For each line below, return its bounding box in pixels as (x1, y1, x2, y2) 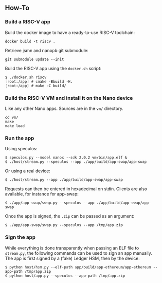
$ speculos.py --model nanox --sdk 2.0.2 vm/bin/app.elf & (5, 155, 127, 160)
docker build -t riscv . (5, 39, 55, 44)
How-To (5, 4, 30, 12)
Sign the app (5, 234, 36, 241)
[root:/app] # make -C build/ (5, 83, 67, 88)
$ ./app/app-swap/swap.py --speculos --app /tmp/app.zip (5, 223, 123, 228)
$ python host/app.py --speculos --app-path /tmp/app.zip (5, 273, 125, 278)
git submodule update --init (5, 57, 64, 62)
